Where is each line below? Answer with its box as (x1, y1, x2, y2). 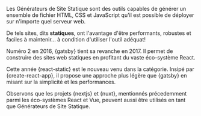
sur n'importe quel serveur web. (6, 18, 86, 25)
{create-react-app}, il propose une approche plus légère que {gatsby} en (6, 72, 187, 79)
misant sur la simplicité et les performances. (6, 78, 116, 85)
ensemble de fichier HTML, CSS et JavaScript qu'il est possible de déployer (6, 11, 194, 19)
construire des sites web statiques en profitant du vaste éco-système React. (6, 54, 196, 61)
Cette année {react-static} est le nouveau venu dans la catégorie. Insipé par (6, 66, 194, 73)
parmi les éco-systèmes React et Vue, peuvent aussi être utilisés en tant (6, 96, 186, 103)
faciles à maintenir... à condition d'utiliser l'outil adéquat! (6, 36, 146, 43)
